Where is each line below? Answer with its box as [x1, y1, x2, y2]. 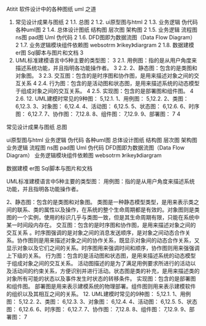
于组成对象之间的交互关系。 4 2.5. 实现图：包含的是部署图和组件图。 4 [15, 88, 194, 94]
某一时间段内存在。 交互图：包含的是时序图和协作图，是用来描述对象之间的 [6, 221, 196, 229]
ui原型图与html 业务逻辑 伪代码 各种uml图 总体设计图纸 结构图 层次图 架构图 [6, 137, 197, 143]
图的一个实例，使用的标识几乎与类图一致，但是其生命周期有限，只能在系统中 [6, 214, 200, 221]
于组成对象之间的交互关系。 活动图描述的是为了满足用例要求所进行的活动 [6, 260, 191, 267]
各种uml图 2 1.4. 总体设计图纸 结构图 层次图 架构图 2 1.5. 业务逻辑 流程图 [15, 26, 198, 33]
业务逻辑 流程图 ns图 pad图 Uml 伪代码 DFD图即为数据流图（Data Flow [6, 144, 185, 151]
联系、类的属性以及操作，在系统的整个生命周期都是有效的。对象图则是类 [17, 206, 200, 213]
